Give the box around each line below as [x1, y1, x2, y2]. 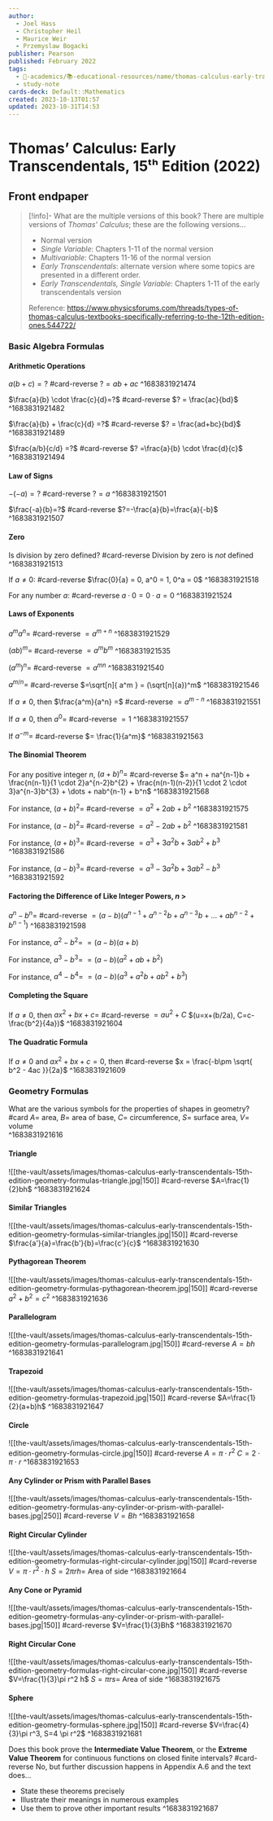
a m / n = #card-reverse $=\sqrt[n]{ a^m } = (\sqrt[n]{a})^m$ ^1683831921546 [8, 678, 260, 689]
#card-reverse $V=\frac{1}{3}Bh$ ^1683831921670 [62, 1621, 232, 1631]
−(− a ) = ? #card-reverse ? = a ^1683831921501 [8, 489, 167, 499]
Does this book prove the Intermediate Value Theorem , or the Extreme [8, 1744, 248, 1754]
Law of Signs [8, 471, 54, 480]
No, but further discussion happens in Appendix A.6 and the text [35, 1762, 252, 1771]
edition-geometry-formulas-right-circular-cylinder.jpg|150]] [8, 1556, 207, 1566]
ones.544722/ [28, 321, 76, 330]
